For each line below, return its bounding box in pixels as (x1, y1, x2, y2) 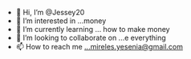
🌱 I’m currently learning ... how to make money (15, 25, 170, 33)
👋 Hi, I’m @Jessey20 (15, 8, 85, 17)
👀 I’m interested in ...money (15, 16, 107, 26)
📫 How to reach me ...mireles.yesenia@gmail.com (15, 42, 183, 51)
